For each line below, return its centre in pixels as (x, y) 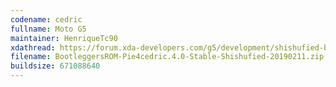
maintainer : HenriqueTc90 (64, 38)
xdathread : (33, 47)
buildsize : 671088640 (55, 66)
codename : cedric (46, 19)
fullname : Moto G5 (48, 29)
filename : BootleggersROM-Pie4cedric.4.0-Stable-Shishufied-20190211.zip (167, 57)
